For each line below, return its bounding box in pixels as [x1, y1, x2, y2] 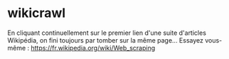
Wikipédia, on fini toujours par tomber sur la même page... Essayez [7, 36, 204, 44]
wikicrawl [7, 5, 66, 21]
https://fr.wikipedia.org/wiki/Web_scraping [31, 43, 155, 52]
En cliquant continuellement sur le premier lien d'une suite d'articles [7, 28, 206, 37]
